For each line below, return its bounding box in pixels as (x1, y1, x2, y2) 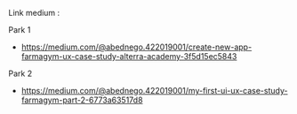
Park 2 (8, 68, 33, 79)
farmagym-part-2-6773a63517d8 (20, 95, 143, 105)
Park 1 (8, 25, 31, 34)
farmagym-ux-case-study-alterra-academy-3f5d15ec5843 (20, 51, 237, 61)
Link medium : (8, 8, 60, 18)
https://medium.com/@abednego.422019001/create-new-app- (20, 42, 253, 52)
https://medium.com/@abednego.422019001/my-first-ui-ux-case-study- (20, 86, 288, 95)
